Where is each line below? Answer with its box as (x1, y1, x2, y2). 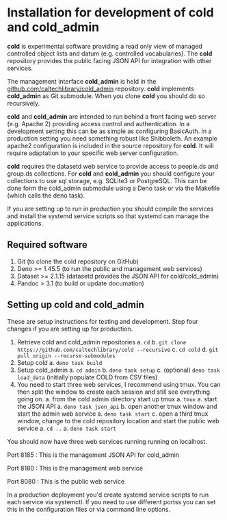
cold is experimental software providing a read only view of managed (7, 42, 203, 50)
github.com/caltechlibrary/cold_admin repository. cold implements (7, 84, 195, 93)
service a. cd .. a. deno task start (16, 424, 116, 432)
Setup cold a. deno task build (16, 358, 103, 366)
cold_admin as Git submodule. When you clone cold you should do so (7, 91, 205, 100)
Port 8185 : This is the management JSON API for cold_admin (7, 451, 180, 459)
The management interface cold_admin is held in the (7, 77, 157, 85)
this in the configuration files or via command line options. (7, 505, 171, 513)
